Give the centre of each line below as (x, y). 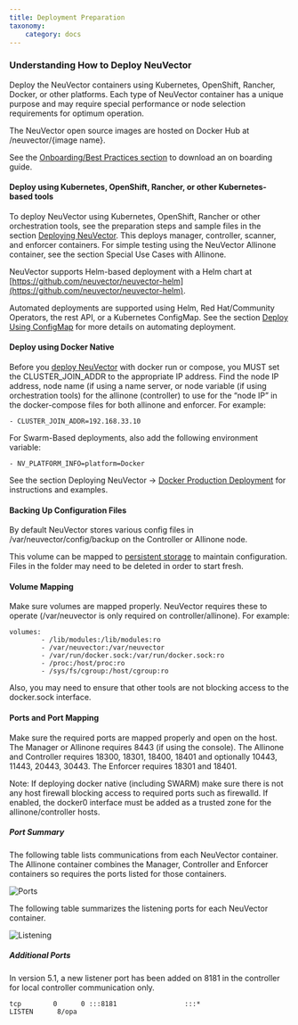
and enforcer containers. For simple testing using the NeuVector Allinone (143, 244)
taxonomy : (28, 26)
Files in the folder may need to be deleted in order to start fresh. (127, 566)
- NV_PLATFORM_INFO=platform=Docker (77, 464)
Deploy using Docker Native (62, 347)
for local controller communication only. (82, 988)
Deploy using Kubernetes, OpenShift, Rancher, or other (113, 187)
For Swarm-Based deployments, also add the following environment (134, 438)
